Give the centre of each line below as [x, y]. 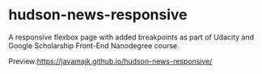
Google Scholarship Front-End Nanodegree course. [94, 45]
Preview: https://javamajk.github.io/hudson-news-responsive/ [110, 61]
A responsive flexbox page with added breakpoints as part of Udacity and [131, 37]
